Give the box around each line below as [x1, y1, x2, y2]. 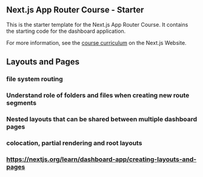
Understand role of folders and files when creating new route [6, 91, 190, 99]
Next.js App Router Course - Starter [6, 5, 144, 15]
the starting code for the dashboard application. [6, 27, 126, 35]
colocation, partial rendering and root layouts [6, 139, 142, 147]
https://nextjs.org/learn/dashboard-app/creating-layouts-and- [6, 155, 197, 163]
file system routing [6, 75, 64, 84]
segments [6, 99, 37, 107]
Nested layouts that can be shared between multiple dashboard [6, 115, 198, 123]
